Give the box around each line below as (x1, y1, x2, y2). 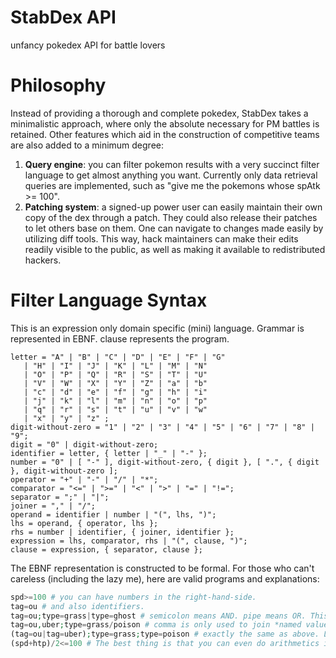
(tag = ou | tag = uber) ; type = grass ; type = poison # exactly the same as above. (10, 629, 320, 640)
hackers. (24, 254, 62, 266)
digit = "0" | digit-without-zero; (10, 439, 159, 450)
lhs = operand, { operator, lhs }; (10, 518, 159, 528)
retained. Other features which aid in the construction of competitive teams (10, 128, 320, 140)
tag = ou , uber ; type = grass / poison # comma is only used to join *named (10, 620, 302, 630)
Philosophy (10, 74, 107, 97)
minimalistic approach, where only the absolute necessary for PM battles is (10, 117, 320, 130)
